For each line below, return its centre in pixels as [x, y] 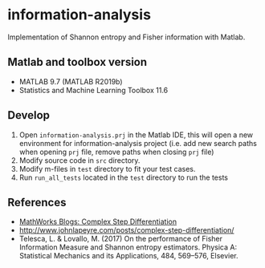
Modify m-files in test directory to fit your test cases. [107, 169]
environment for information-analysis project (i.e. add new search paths [138, 143]
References [37, 202]
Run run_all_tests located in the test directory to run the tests [123, 177]
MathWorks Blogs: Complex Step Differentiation [98, 221]
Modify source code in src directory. [79, 160]
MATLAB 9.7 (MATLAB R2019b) [71, 81]
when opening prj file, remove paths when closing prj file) [116, 152]
